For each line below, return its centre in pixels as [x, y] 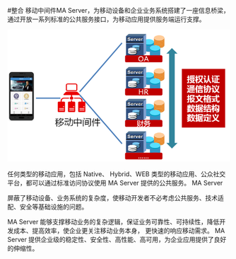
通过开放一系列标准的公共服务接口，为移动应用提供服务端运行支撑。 [106, 19]
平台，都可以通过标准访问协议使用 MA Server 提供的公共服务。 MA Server [115, 183]
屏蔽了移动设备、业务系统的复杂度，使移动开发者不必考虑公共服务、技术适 [116, 198]
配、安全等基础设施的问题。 [48, 207]
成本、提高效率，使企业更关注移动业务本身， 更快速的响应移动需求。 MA [119, 231]
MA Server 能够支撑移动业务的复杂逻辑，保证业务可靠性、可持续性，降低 [113, 222]
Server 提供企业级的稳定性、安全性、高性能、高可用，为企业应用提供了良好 [117, 240]
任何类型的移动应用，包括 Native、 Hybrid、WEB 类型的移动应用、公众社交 [117, 174]
